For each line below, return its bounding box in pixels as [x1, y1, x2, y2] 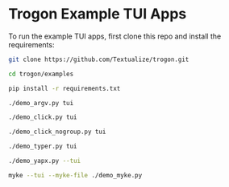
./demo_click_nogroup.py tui [8, 128, 106, 136]
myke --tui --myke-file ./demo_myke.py [8, 171, 143, 179]
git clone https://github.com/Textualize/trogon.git [8, 55, 189, 63]
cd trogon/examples [8, 70, 74, 78]
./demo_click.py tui [8, 113, 78, 121]
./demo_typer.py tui [8, 142, 78, 151]
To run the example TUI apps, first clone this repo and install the [8, 31, 222, 41]
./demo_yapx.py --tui [8, 157, 81, 165]
